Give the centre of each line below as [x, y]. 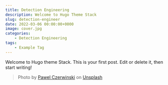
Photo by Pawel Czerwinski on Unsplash [60, 77]
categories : [18, 33]
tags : [11, 43]
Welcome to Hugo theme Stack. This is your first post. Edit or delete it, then [84, 62]
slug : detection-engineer [33, 19]
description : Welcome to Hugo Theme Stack [51, 15]
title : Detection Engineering [37, 10]
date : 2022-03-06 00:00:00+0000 [39, 24]
